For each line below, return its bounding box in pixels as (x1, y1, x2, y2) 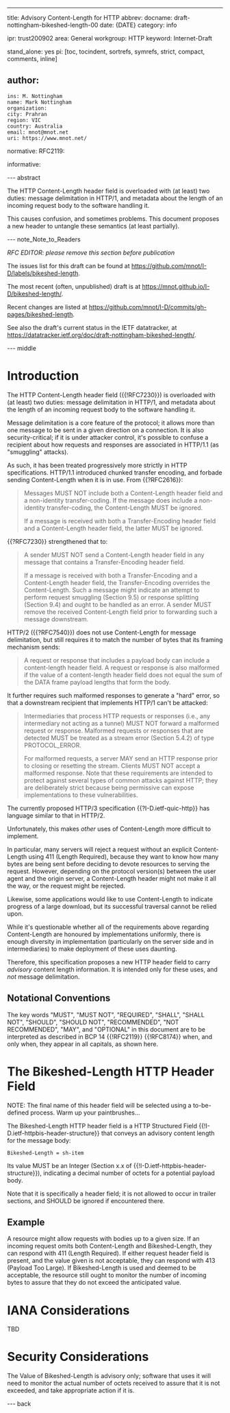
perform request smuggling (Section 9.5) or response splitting (23, 593, 199, 601)
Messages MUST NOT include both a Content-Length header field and (23, 488, 223, 497)
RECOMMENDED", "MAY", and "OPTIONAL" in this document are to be (7, 1025, 205, 1033)
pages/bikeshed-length (7, 310, 73, 318)
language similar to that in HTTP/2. (7, 811, 105, 820)
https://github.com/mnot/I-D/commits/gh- (88, 302, 207, 311)
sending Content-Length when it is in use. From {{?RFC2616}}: (7, 475, 183, 484)
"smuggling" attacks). (7, 447, 68, 456)
